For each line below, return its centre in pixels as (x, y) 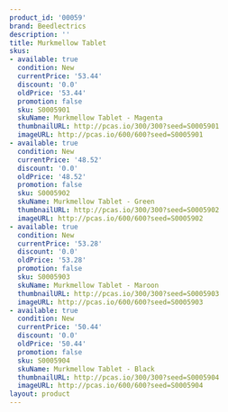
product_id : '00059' (48, 18)
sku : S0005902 (44, 193)
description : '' (40, 34)
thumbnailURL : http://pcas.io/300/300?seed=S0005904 (119, 377)
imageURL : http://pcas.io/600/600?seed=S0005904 (110, 386)
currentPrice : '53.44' (60, 76)
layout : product (40, 394)
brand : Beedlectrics (48, 26)
